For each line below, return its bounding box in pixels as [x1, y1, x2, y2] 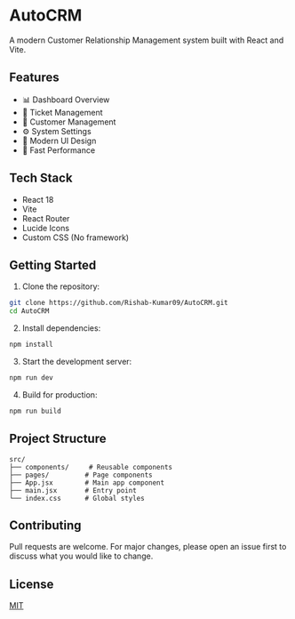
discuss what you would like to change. [9, 551, 154, 561]
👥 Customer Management [21, 117, 116, 127]
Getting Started [9, 257, 97, 272]
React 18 [21, 194, 54, 205]
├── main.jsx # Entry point [9, 486, 138, 494]
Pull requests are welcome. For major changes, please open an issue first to [9, 542, 287, 552]
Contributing [9, 518, 82, 533]
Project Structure [9, 431, 107, 446]
